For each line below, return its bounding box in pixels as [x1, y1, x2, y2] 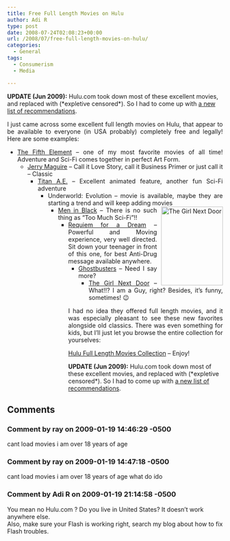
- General [13, 49, 41, 55]
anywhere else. [7, 512, 50, 520]
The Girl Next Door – [88, 279, 157, 287]
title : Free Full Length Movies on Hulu [7, 10, 125, 17]
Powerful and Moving [68, 227, 157, 236]
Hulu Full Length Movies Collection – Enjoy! [68, 349, 190, 357]
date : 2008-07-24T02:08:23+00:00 [7, 29, 103, 36]
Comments [7, 403, 55, 415]
